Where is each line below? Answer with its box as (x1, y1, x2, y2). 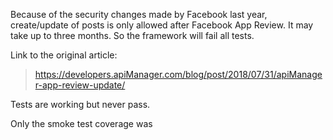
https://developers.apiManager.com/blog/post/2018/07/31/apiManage (34, 69, 323, 80)
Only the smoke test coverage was (10, 118, 153, 129)
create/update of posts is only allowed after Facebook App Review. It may (10, 19, 314, 31)
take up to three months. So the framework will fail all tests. (10, 30, 255, 41)
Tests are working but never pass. (10, 99, 151, 110)
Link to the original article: (10, 49, 118, 61)
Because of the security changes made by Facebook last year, (10, 9, 268, 20)
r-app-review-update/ (34, 79, 126, 91)
